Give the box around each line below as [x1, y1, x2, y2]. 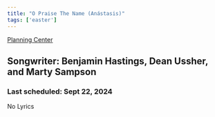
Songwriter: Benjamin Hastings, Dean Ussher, [7, 55, 209, 67]
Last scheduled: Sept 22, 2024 [7, 87, 113, 96]
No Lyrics [7, 103, 35, 111]
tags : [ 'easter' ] [7, 17, 57, 23]
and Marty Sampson [7, 66, 97, 78]
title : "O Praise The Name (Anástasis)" [7, 10, 126, 17]
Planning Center [7, 35, 53, 43]
